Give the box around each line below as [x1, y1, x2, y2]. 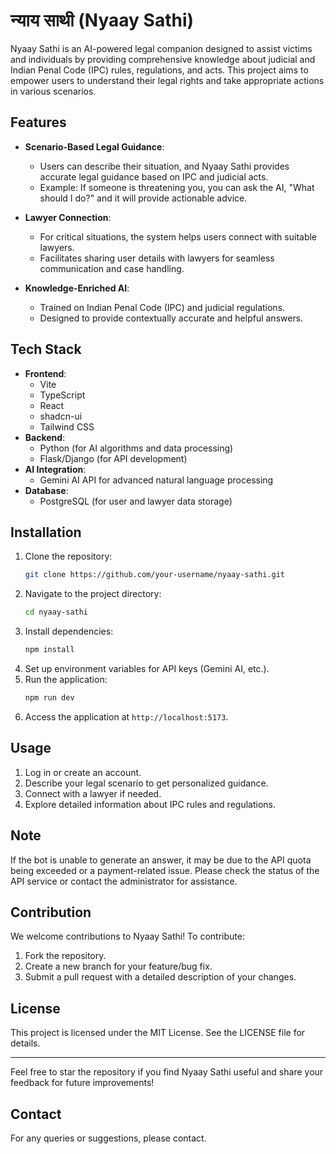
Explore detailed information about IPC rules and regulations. [24, 798, 276, 810]
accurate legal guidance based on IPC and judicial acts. [39, 170, 269, 183]
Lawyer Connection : [24, 211, 112, 223]
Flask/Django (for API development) [39, 452, 188, 464]
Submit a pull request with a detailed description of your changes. [24, 971, 297, 983]
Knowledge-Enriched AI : [24, 282, 130, 294]
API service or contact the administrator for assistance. [10, 875, 238, 887]
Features [10, 114, 67, 131]
